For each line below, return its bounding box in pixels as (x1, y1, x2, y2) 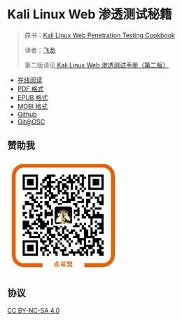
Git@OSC (17, 117, 45, 126)
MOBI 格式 (17, 102, 48, 110)
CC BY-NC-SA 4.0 (7, 306, 60, 315)
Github (17, 110, 37, 118)
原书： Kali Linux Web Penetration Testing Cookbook (24, 31, 175, 39)
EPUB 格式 (17, 93, 48, 102)
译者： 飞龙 (24, 46, 56, 54)
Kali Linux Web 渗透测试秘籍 (7, 6, 172, 22)
